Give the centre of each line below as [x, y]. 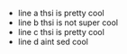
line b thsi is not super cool [68, 22]
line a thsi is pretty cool [61, 13]
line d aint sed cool [53, 41]
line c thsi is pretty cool [61, 32]
